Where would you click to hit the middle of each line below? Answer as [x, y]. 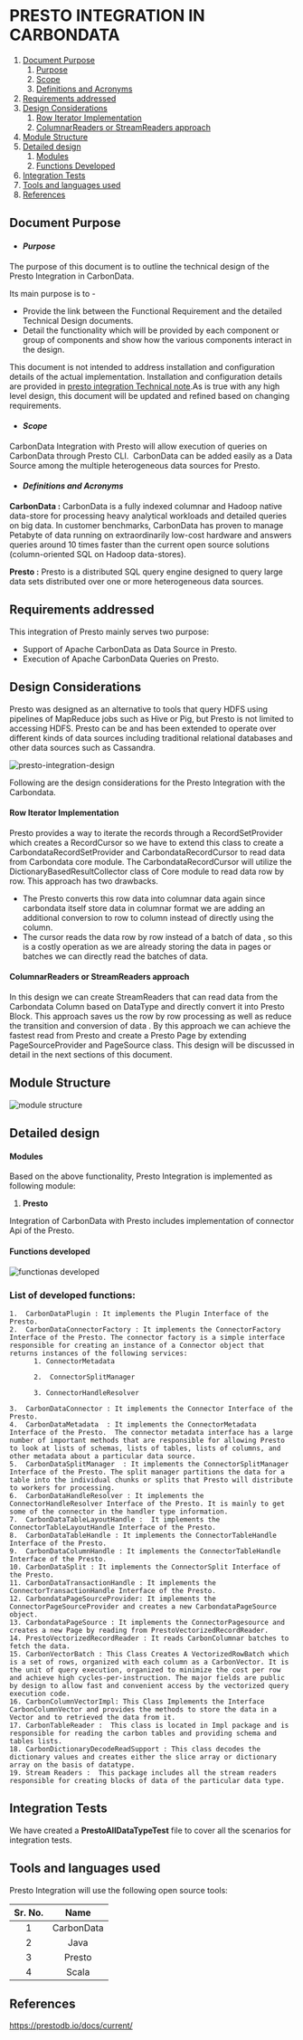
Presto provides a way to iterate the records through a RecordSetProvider [146, 832]
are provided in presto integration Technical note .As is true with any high [145, 386]
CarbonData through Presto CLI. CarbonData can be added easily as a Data [151, 455]
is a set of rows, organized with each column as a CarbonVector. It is [149, 1662]
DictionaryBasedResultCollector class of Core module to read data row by [147, 871]
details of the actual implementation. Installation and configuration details [146, 376]
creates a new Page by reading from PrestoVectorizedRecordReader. [139, 1630]
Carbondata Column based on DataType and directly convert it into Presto [147, 1006]
